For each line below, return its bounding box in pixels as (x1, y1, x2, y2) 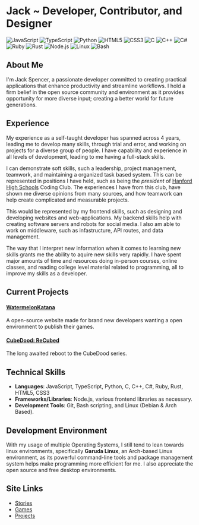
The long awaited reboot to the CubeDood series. (6, 350, 128, 357)
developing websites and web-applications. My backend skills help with (6, 214, 182, 221)
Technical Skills (6, 367, 66, 377)
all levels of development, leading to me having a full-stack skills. (6, 153, 165, 160)
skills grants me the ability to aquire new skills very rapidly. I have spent (6, 251, 181, 258)
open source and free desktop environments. (6, 466, 117, 473)
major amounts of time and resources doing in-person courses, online (6, 257, 178, 264)
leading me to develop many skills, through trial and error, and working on (6, 140, 187, 147)
